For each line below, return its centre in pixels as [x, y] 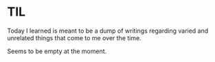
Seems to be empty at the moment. [57, 51]
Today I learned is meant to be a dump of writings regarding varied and [108, 31]
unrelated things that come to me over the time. [75, 37]
